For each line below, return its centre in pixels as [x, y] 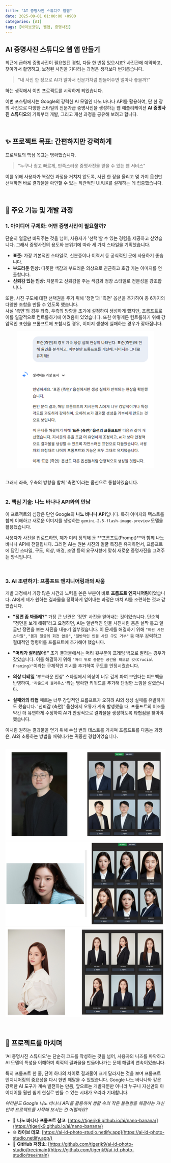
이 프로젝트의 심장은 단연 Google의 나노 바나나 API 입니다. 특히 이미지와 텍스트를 [85, 514]
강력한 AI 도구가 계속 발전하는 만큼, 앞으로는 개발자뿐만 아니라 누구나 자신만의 [82, 1086]
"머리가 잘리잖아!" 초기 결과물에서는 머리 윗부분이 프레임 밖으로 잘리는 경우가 [89, 653]
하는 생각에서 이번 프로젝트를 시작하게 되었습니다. [54, 91]
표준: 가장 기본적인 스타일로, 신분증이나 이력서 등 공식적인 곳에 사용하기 [83, 255]
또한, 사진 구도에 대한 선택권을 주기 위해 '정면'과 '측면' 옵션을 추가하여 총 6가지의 [85, 298]
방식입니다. [22, 557]
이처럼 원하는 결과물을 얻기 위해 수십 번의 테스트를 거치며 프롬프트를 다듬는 [79, 730]
